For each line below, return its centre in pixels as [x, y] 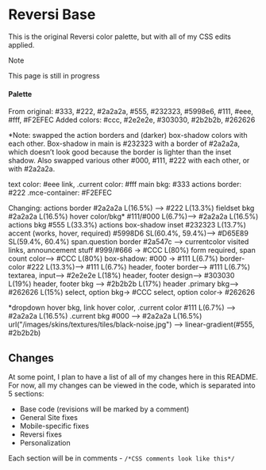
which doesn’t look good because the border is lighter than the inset [120, 152]
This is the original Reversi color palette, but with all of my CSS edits [120, 36]
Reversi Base [52, 15]
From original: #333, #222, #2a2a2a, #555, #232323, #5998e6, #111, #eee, [131, 112]
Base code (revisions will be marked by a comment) [104, 409]
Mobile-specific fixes [54, 426]
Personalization [45, 442]
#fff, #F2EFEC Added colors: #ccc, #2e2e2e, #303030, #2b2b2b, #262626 [132, 120]
